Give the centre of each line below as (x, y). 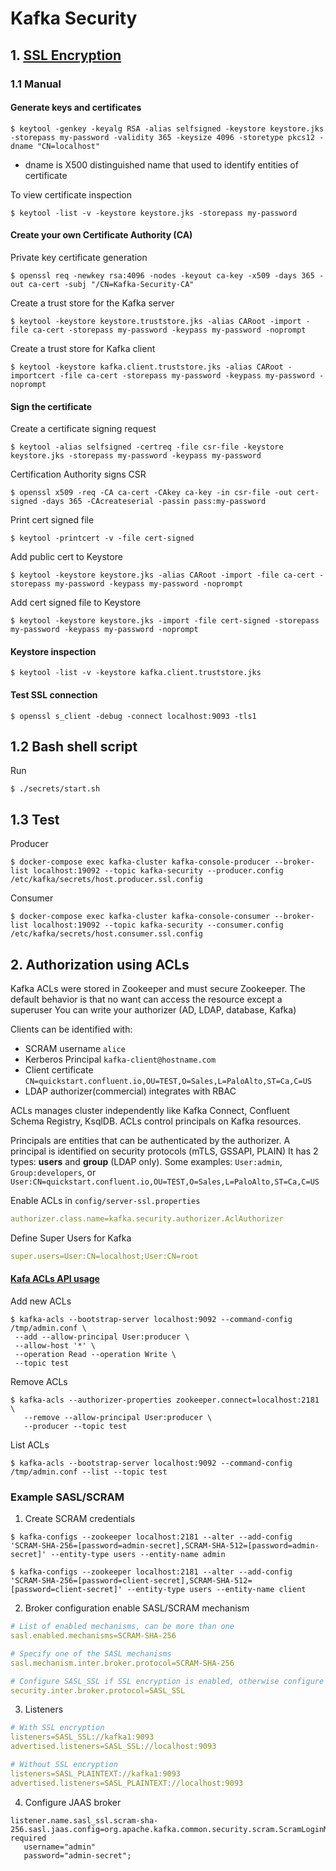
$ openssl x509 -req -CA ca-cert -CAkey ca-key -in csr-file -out (151, 493)
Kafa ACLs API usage (55, 1279)
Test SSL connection (54, 694)
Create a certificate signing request (83, 429)
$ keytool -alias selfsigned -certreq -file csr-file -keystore (147, 447)
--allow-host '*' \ (55, 1345)
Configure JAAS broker (73, 1802)
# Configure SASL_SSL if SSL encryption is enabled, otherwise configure (167, 1681)
